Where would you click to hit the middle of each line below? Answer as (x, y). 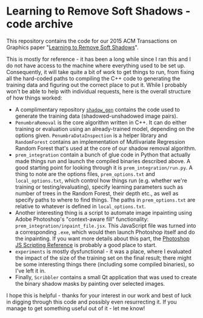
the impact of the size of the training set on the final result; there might (103, 258)
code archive (40, 24)
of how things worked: (34, 98)
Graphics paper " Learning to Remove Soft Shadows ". (72, 47)
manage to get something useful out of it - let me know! (76, 308)
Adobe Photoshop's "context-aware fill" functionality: (82, 219)
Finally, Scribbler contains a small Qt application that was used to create (106, 277)
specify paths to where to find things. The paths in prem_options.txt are (105, 200)
